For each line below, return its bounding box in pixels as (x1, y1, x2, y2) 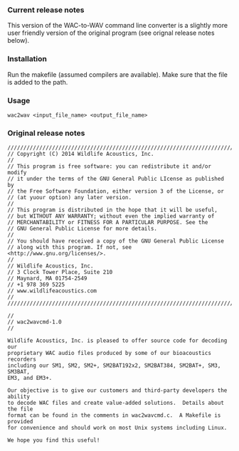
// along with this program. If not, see (7, 244, 132, 251)
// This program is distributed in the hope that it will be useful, (7, 206, 218, 214)
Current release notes (7, 5, 85, 15)
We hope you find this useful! (7, 437, 100, 444)
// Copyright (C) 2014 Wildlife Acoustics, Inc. (7, 151, 154, 158)
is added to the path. (7, 78, 68, 86)
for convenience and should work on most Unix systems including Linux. (7, 425, 228, 432)
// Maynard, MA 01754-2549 (7, 275, 87, 282)
